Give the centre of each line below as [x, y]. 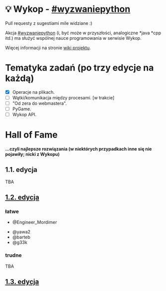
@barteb [21, 237]
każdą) [20, 78]
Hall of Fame [32, 135]
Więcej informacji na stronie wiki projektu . [48, 48]
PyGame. [22, 109]
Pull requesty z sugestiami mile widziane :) [49, 23]
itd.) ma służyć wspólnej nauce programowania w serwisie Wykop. [73, 38]
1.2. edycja [22, 197]
